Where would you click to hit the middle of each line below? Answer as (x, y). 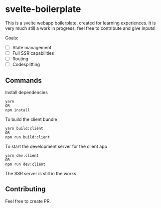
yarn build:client (24, 128)
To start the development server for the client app (56, 146)
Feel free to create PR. (28, 201)
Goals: (12, 38)
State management (32, 47)
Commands (24, 80)
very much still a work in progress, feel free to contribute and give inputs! (80, 28)
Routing (20, 59)
